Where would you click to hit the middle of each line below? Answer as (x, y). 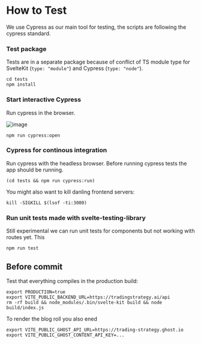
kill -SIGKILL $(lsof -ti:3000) (46, 203)
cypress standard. (28, 33)
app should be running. (35, 170)
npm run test (22, 248)
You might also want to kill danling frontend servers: (70, 192)
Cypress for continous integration (57, 150)
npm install (21, 85)
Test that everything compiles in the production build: (72, 281)
